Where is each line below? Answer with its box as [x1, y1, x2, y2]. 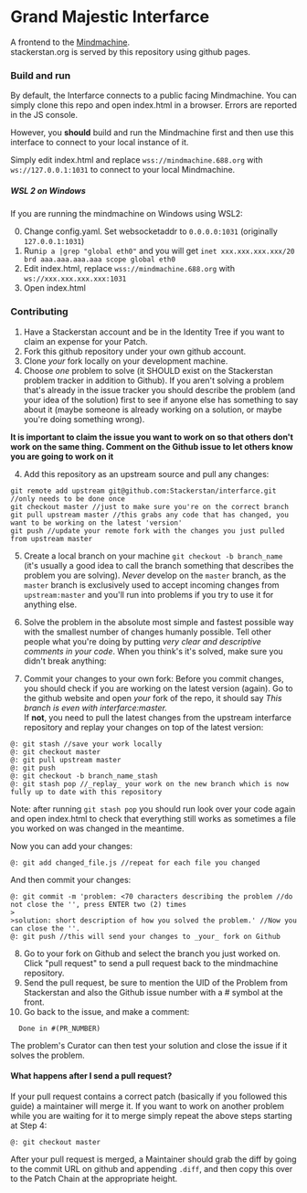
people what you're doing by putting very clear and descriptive [23, 635, 261, 646]
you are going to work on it [10, 451, 114, 462]
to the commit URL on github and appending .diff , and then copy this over [10, 1163, 293, 1174]
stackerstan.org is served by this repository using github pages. [10, 46, 250, 57]
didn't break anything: [23, 655, 107, 666]
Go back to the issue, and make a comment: [23, 1006, 190, 1017]
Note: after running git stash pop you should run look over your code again [10, 803, 296, 815]
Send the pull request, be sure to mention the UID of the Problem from [23, 976, 289, 988]
